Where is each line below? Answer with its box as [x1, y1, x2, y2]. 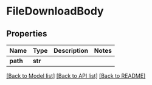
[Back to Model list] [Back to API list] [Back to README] [6, 72, 146, 80]
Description [54, 47, 88, 55]
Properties [6, 29, 47, 39]
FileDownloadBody [6, 4, 104, 18]
